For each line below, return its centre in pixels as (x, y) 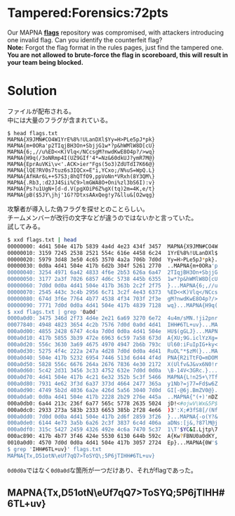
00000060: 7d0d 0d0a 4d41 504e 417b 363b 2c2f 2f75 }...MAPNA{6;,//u (113, 286)
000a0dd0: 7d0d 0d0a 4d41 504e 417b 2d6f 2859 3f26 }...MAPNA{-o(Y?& (113, 417)
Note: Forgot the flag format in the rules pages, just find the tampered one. (115, 47)
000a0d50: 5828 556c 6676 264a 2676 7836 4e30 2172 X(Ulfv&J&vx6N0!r (113, 364)
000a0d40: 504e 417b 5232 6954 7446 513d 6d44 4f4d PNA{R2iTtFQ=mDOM (113, 358)
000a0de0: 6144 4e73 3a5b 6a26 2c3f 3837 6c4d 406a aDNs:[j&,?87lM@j (113, 423)
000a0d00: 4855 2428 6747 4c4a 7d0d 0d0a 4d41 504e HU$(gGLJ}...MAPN (113, 332)
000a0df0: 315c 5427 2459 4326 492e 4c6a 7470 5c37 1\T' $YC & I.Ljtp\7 (113, 430)
